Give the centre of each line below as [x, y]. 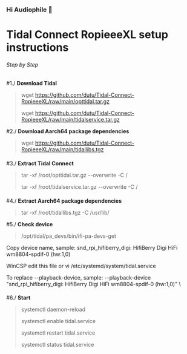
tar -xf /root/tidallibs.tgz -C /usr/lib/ [65, 212]
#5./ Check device [30, 224]
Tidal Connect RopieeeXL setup [87, 35]
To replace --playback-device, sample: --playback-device [79, 277]
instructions [38, 48]
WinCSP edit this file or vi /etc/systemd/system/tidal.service [81, 266]
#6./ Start [18, 298]
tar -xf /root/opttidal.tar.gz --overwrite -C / [74, 175]
